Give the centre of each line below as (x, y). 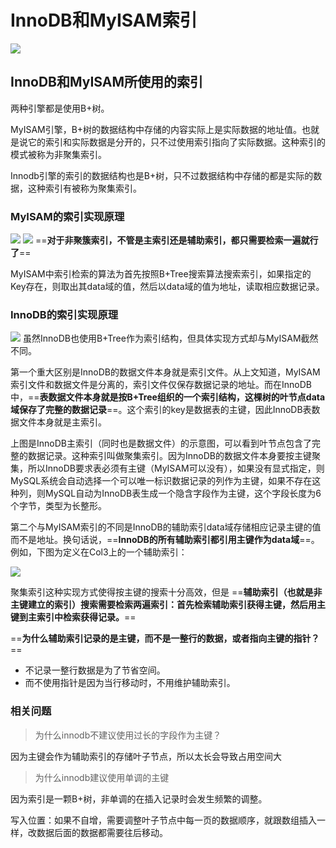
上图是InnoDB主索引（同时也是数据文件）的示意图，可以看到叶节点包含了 (161, 443)
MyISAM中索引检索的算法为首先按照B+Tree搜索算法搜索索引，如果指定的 (161, 274)
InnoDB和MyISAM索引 (104, 20)
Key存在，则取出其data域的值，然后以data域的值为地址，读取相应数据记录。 (167, 287)
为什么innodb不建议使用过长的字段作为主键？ (128, 735)
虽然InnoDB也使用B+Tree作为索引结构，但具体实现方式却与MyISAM (162, 338)
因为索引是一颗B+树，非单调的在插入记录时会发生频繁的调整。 (139, 798)
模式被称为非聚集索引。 (58, 154)
